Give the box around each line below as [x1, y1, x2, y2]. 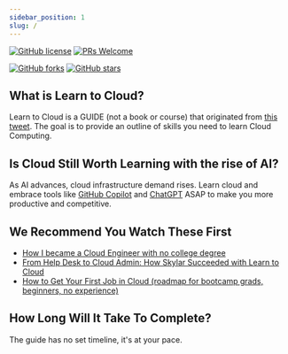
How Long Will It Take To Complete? [9, 311, 212, 326]
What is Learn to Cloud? [9, 88, 144, 103]
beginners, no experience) [21, 285, 120, 296]
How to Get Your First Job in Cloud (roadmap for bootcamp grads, [21, 275, 264, 286]
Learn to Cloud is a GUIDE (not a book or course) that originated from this [9, 112, 278, 122]
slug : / [9, 21, 38, 30]
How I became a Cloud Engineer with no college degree [21, 247, 226, 258]
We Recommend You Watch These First [9, 224, 232, 239]
